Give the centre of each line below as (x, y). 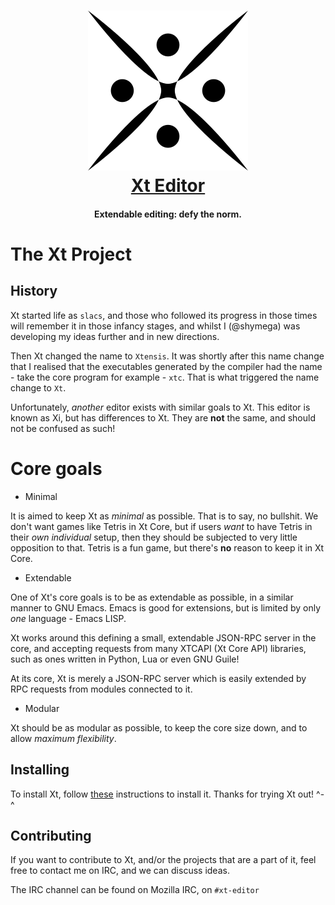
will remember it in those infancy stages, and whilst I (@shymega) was (155, 326)
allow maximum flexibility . (63, 738)
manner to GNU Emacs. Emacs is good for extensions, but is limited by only (166, 607)
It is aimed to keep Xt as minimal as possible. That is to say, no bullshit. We (164, 516)
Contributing (51, 835)
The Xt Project (71, 254)
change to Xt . (38, 387)
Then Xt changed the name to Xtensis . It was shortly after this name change (167, 356)
